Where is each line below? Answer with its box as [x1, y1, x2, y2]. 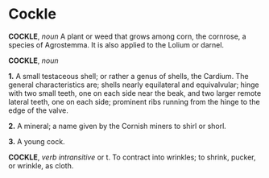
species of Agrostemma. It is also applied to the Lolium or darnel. [8, 39, 224, 49]
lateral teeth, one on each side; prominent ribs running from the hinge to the [8, 97, 260, 106]
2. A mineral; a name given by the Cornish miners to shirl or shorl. [8, 121, 227, 130]
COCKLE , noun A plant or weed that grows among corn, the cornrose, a [8, 31, 247, 41]
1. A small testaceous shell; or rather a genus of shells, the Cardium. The [8, 71, 249, 81]
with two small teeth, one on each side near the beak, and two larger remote [8, 88, 262, 97]
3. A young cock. [8, 136, 66, 146]
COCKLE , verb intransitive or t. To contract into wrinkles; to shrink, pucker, [8, 152, 256, 162]
